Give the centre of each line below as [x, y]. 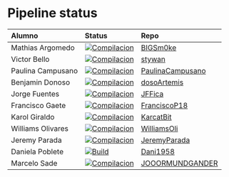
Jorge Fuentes [35, 94]
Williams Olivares [40, 128]
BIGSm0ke [159, 48]
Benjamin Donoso [40, 82]
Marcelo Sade [34, 163]
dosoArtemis [162, 82]
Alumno [25, 36]
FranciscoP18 [164, 105]
